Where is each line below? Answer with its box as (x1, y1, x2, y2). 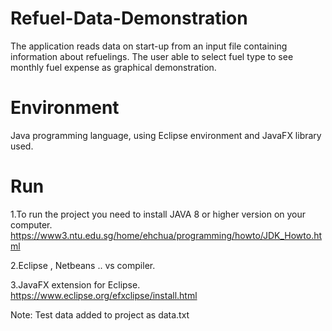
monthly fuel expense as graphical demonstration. (10, 61, 217, 73)
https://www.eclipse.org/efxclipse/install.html (10, 289, 198, 301)
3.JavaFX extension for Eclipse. (10, 278, 141, 291)
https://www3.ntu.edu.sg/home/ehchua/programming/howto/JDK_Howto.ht (10, 229, 323, 241)
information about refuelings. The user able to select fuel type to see (10, 50, 294, 62)
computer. (10, 218, 53, 231)
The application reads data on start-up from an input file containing (10, 40, 288, 52)
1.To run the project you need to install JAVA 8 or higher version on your (10, 208, 307, 220)
